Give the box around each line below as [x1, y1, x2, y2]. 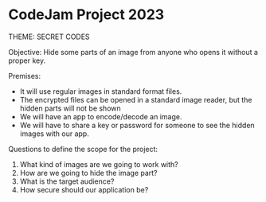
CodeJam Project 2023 [8, 6, 165, 24]
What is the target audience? [19, 177, 115, 186]
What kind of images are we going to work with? [19, 159, 179, 169]
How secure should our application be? [19, 185, 149, 194]
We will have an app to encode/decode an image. [19, 111, 182, 121]
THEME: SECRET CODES [8, 32, 90, 41]
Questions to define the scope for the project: [8, 144, 158, 153]
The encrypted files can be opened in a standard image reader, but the [19, 95, 252, 104]
